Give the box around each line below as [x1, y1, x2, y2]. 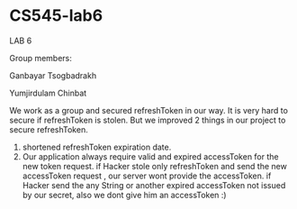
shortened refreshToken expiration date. [22, 141, 172, 152]
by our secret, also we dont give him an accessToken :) [22, 189, 227, 200]
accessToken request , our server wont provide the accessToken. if [22, 170, 272, 181]
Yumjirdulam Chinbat [9, 87, 87, 98]
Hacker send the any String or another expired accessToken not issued [22, 179, 286, 190]
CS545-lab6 [9, 5, 103, 26]
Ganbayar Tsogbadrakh [9, 69, 97, 81]
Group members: [9, 52, 72, 63]
